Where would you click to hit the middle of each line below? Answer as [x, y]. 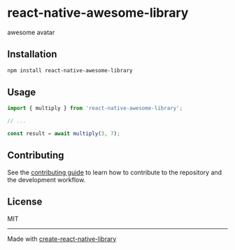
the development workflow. [47, 179]
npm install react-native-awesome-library [70, 70]
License [25, 202]
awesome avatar [31, 32]
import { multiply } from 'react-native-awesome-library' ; [95, 109]
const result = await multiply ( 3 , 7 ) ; [64, 134]
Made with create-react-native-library [62, 239]
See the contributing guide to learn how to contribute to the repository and [115, 172]
